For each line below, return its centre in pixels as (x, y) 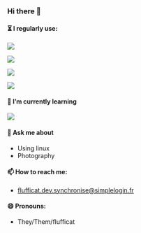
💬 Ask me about (30, 132)
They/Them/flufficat (46, 221)
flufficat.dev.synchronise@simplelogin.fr (75, 190)
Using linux (34, 148)
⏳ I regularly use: (32, 28)
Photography (36, 155)
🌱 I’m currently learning (42, 101)
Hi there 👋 (24, 11)
